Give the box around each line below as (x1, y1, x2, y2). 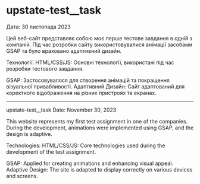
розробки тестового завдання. (6, 65, 85, 72)
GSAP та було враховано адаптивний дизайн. (6, 47, 122, 54)
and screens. (6, 172, 39, 179)
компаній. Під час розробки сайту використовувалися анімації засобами (6, 41, 192, 48)
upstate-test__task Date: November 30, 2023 (6, 106, 117, 113)
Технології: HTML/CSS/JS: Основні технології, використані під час (6, 59, 174, 66)
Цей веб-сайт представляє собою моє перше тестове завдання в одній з (6, 34, 192, 42)
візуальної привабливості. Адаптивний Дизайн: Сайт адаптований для (6, 83, 185, 90)
